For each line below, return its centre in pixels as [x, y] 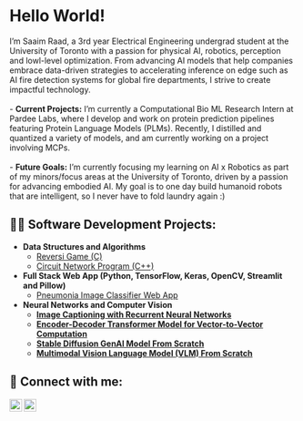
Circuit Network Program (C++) [95, 266]
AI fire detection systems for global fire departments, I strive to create [140, 79]
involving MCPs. [40, 148]
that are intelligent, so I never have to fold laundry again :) [117, 196]
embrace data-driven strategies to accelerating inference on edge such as [149, 70]
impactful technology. [50, 89]
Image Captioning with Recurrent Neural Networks [134, 314]
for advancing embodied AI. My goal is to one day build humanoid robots [146, 186]
